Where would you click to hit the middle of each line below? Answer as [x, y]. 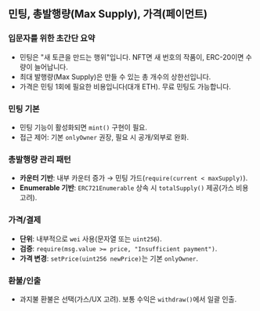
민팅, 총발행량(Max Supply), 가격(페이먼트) [108, 14]
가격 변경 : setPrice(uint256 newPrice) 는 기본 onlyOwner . [108, 258]
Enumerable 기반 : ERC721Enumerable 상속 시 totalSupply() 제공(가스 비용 [134, 188]
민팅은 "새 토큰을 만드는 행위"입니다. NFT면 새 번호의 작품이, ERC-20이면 [132, 57]
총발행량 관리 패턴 [40, 159]
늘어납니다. [51, 67]
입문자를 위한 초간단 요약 [52, 38]
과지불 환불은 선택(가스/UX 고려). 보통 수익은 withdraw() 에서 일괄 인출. [128, 299]
